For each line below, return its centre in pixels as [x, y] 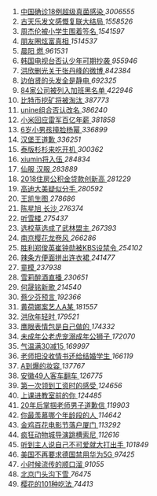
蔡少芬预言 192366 [51, 297]
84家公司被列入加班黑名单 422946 [76, 90]
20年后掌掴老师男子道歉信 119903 [75, 405]
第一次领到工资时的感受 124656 [71, 385]
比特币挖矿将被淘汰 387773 [64, 100]
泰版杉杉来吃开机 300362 [62, 149]
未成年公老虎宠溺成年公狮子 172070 [78, 336]
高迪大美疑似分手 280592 [62, 189]
